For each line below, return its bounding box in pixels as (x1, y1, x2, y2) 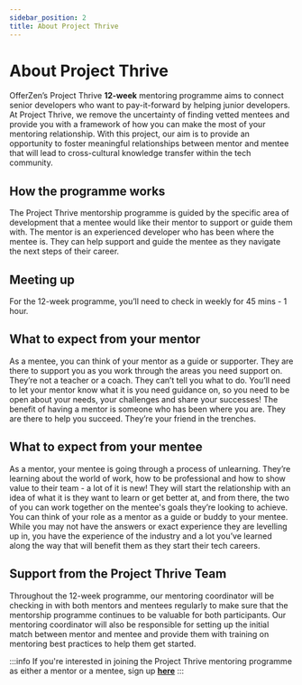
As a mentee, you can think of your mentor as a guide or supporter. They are (9, 356, 294, 366)
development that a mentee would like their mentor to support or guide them (9, 218, 293, 228)
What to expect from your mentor (9, 331, 201, 347)
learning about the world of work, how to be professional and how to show (9, 473, 287, 484)
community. (9, 157, 53, 168)
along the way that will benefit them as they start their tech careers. (9, 540, 261, 551)
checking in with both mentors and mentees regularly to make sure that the (9, 599, 288, 610)
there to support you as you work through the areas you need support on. (9, 365, 283, 375)
